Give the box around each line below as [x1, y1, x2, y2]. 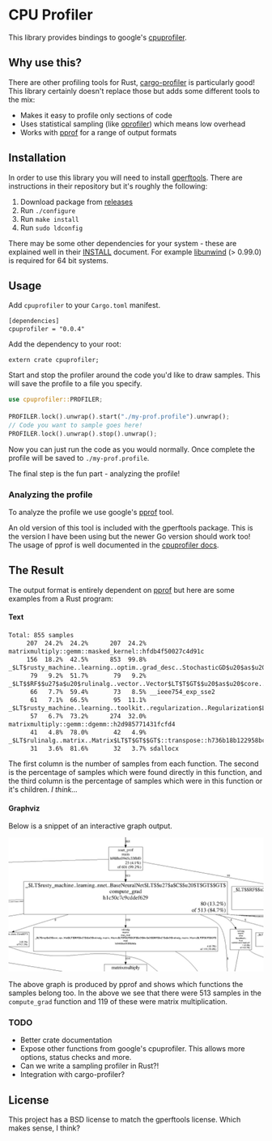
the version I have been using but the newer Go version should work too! [8, 532, 251, 542]
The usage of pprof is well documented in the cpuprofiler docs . [8, 540, 219, 550]
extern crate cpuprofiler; [8, 356, 100, 364]
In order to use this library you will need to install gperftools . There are [8, 172, 243, 182]
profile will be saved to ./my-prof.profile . [8, 453, 150, 462]
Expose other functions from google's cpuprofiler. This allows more [19, 1044, 245, 1054]
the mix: [8, 95, 36, 104]
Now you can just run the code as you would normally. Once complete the [8, 444, 255, 454]
